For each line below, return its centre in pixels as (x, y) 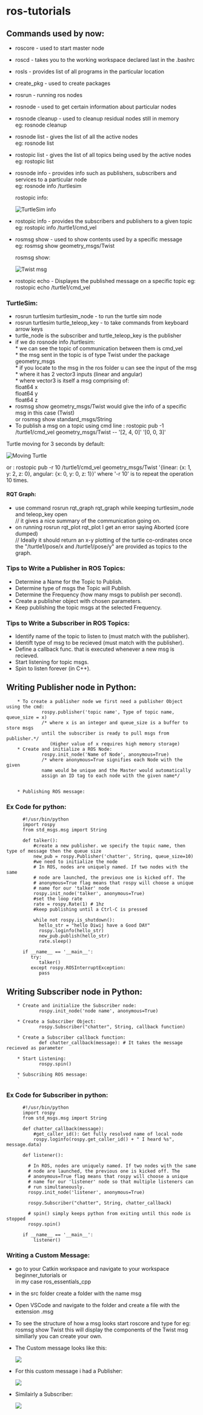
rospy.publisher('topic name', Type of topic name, (108, 712)
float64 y (26, 394)
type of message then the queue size (54, 851)
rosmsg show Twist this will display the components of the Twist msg (101, 1330)
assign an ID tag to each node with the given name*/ (111, 776)
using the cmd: (25, 707)
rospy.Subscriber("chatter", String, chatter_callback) (100, 1203)
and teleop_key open (41, 514)
